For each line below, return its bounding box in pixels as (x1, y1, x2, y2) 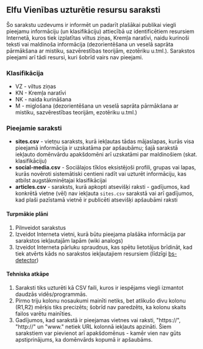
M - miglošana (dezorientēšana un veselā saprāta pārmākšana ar (15, 102, 179, 109)
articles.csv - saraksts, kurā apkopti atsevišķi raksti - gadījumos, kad (15, 183, 190, 191)
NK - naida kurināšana (15, 96, 72, 103)
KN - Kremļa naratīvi (15, 89, 66, 97)
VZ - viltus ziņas (15, 83, 57, 90)
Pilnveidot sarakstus (15, 224, 66, 231)
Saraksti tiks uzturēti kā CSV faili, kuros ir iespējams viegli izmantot (15, 284, 184, 291)
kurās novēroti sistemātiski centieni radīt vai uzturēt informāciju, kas (15, 171, 187, 178)
